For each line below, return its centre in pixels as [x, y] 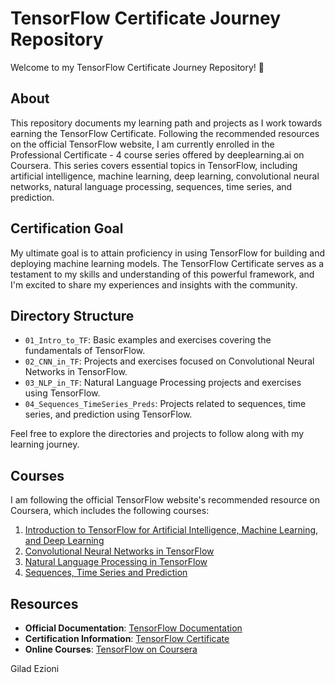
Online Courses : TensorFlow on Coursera [111, 649]
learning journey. [45, 444]
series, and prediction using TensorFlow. [108, 414]
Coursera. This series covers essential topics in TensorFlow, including [154, 165]
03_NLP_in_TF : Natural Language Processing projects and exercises [163, 383]
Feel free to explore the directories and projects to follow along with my [157, 434]
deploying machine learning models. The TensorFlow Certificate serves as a [167, 263]
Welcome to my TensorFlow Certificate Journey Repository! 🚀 [137, 67]
